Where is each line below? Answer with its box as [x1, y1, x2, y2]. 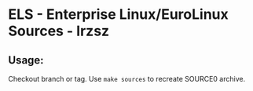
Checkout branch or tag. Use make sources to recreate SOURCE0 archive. [8, 75, 246, 83]
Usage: [8, 53, 45, 67]
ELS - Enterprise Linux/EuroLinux [8, 5, 229, 24]
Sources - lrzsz [8, 22, 110, 40]
